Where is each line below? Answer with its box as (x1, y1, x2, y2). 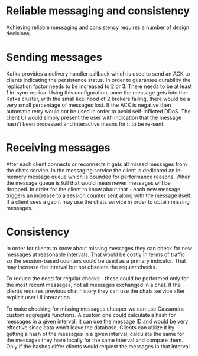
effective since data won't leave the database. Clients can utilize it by (6, 324, 175, 331)
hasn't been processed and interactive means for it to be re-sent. (6, 120, 165, 128)
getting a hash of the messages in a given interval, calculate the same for (6, 330, 184, 337)
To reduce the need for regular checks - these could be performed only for (6, 275, 189, 282)
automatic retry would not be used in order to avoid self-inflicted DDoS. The (6, 107, 191, 115)
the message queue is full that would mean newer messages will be (6, 179, 171, 187)
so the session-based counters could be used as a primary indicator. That (6, 257, 186, 264)
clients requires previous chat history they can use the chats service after (6, 288, 185, 295)
